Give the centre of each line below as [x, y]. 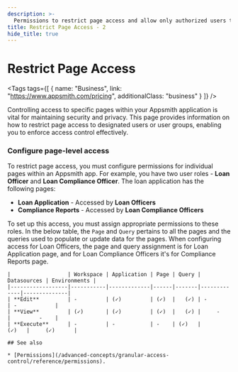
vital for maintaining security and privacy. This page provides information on [119, 117]
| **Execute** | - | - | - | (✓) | [104, 324]
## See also [25, 343]
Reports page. [28, 262]
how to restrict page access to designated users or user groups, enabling [114, 125]
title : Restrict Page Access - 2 [57, 27]
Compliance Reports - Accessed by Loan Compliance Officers [110, 210]
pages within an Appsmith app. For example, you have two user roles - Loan [119, 174]
